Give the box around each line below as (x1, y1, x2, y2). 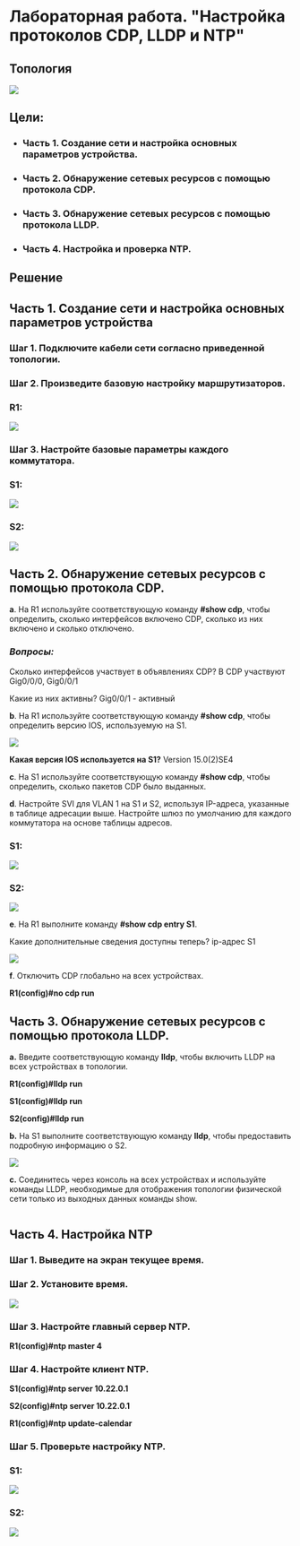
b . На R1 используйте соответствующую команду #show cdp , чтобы (9, 710, 271, 721)
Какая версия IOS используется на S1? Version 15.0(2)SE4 (9, 754, 234, 764)
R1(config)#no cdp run (9, 988, 95, 998)
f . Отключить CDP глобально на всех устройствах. (9, 971, 204, 981)
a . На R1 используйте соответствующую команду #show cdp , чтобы (9, 604, 270, 615)
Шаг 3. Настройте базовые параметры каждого (9, 443, 229, 455)
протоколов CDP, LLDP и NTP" (9, 25, 244, 46)
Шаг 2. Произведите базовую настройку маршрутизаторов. (9, 376, 287, 389)
